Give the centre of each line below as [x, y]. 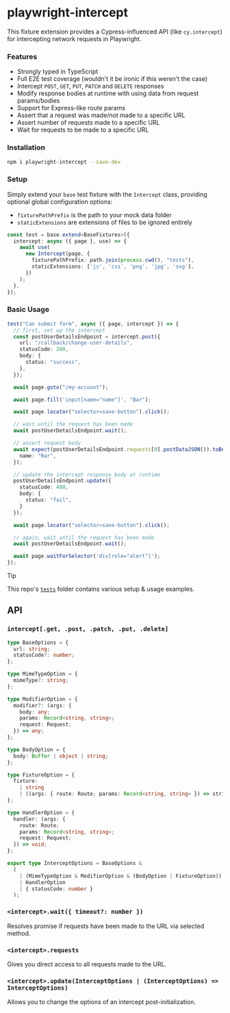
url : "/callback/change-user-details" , [76, 343]
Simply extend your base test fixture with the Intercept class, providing [107, 194]
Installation [26, 147]
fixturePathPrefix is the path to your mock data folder [94, 215]
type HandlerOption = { [41, 813]
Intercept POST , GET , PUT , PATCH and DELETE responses [90, 86]
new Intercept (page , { [57, 254]
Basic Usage [28, 310]
